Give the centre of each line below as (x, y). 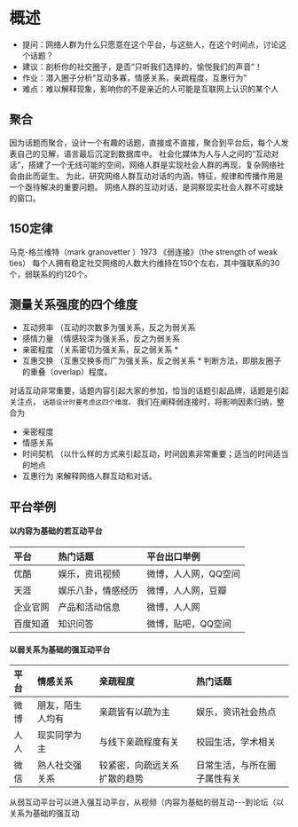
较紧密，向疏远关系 (139, 766)
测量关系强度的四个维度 (73, 304)
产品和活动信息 (90, 607)
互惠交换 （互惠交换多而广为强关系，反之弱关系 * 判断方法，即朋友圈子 (152, 361)
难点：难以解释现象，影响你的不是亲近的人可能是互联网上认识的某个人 (150, 89)
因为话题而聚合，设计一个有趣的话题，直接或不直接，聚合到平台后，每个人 (145, 142)
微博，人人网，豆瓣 (187, 590)
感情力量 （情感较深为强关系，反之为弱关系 (101, 339)
